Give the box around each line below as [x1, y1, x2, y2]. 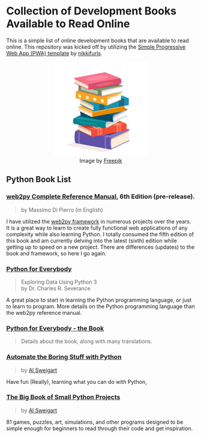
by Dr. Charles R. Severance [20, 284, 91, 292]
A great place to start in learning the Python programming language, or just [6, 296, 192, 303]
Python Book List [6, 174, 71, 184]
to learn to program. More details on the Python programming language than [6, 302, 195, 310]
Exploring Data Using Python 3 [20, 278, 97, 285]
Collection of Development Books [6, 4, 177, 18]
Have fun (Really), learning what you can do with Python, [6, 378, 147, 385]
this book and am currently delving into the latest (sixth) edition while [6, 237, 177, 244]
